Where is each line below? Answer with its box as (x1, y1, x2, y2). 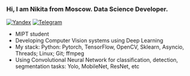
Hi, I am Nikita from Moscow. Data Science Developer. (6, 5, 169, 13)
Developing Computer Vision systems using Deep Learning (15, 37, 163, 44)
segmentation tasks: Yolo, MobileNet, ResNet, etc (15, 63, 140, 70)
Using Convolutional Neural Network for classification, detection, (15, 57, 178, 64)
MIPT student (15, 30, 49, 38)
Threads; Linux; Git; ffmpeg (15, 50, 85, 57)
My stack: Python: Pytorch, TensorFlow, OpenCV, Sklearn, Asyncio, (15, 43, 185, 50)
